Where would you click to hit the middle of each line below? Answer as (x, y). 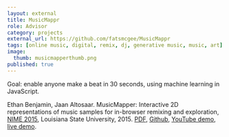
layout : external (32, 13)
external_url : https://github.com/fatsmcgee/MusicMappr (89, 39)
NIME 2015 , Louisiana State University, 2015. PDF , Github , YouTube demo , (112, 119)
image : (17, 52)
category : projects (35, 33)
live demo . (22, 126)
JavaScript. (23, 91)
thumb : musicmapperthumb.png (55, 58)
